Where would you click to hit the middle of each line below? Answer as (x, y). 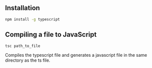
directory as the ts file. (28, 60)
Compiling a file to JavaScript (51, 34)
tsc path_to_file (23, 46)
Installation (22, 8)
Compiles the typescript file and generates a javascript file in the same (76, 55)
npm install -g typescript (33, 19)
